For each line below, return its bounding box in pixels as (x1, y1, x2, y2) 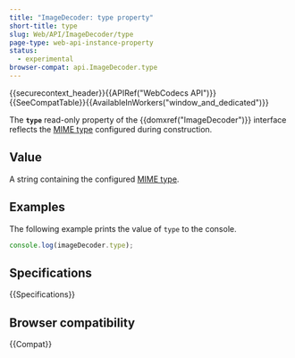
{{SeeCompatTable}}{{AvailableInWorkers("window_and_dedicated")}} (9, 97, 270, 107)
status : (9, 47, 38, 55)
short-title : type (9, 21, 78, 30)
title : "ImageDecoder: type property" (9, 13, 154, 22)
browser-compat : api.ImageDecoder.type (9, 64, 158, 72)
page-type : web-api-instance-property (9, 38, 154, 47)
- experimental (17, 55, 74, 64)
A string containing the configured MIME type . (9, 174, 180, 184)
